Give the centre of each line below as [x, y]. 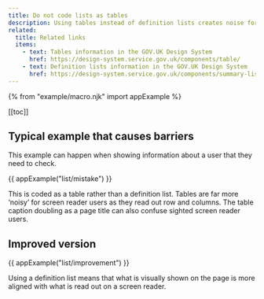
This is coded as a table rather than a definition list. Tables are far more [123, 194]
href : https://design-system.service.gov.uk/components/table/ [135, 60]
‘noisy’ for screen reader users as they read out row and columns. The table [131, 202]
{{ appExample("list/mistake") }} [60, 179]
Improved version [52, 244]
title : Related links [51, 37]
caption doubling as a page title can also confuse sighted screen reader [125, 211]
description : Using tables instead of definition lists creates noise [126, 23]
